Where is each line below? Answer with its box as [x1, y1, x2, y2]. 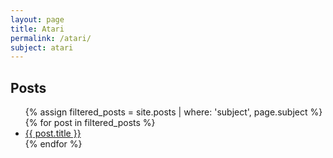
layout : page [10, 14, 65, 25]
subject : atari [10, 42, 74, 53]
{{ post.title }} [24, 127, 82, 140]
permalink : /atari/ [10, 33, 92, 43]
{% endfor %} [24, 138, 83, 150]
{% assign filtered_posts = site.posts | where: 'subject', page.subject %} [24, 106, 323, 118]
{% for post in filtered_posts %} [24, 117, 156, 129]
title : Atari [10, 24, 65, 34]
